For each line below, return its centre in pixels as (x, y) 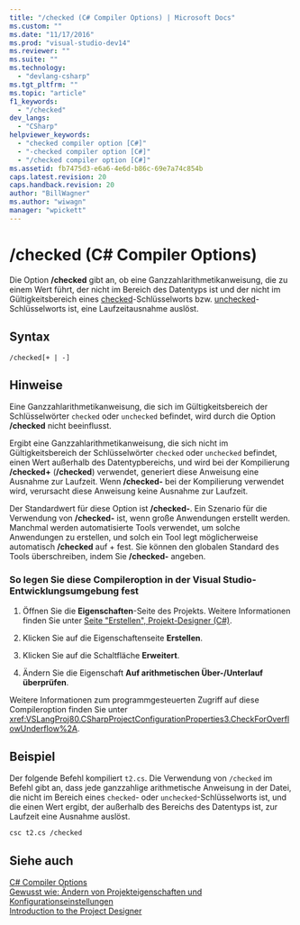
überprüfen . (45, 682)
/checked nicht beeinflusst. (61, 426)
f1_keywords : (34, 101)
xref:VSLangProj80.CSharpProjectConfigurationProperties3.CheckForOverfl (150, 719)
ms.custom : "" (36, 26)
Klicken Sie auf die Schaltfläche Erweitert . (101, 655)
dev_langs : (30, 118)
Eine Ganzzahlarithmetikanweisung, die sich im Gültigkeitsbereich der (139, 407)
